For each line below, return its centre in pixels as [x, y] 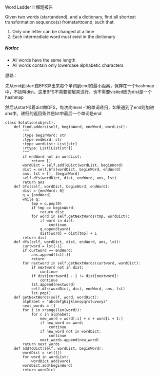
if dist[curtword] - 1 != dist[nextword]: [75, 276]
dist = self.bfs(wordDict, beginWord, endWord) [72, 169]
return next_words [41, 344]
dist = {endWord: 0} [43, 191]
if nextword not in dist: [57, 267]
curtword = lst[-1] [42, 246]
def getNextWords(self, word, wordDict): [56, 297]
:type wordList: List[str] [50, 144]
